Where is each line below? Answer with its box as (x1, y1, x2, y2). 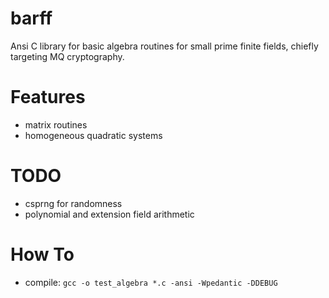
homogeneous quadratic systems (24, 129, 163, 141)
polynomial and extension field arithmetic (24, 208, 195, 220)
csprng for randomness (24, 197, 123, 209)
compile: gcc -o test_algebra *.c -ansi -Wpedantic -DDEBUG (24, 276, 278, 288)
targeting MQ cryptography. (10, 50, 125, 62)
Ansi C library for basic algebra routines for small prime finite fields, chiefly (10, 40, 319, 52)
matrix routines (24, 118, 88, 131)
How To (10, 243, 75, 266)
